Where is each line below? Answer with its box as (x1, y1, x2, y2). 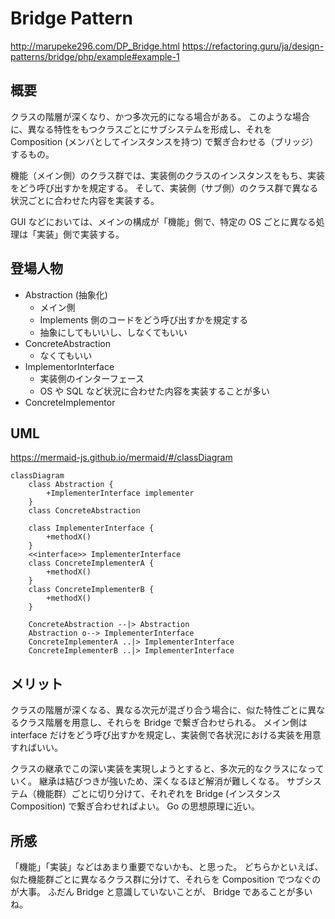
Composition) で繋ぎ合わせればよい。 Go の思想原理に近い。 (10, 800, 261, 812)
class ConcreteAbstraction (28, 506, 141, 516)
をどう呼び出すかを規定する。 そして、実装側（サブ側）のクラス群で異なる (10, 182, 319, 194)
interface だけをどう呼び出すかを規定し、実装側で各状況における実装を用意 (10, 729, 322, 741)
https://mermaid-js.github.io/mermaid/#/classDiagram (10, 452, 233, 464)
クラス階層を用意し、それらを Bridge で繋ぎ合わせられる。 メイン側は (18, 717, 308, 729)
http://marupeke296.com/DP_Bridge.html (10, 40, 180, 52)
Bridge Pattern (10, 7, 133, 30)
